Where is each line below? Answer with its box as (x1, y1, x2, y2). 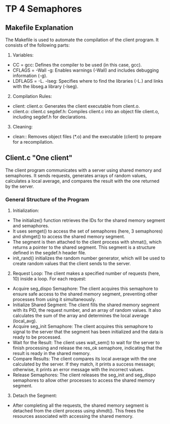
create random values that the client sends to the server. (12, 260, 131, 267)
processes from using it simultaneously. (12, 297, 96, 303)
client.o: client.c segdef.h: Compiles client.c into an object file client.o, (12, 109, 159, 114)
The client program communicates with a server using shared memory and (5, 167, 161, 173)
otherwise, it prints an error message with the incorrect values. (12, 367, 145, 373)
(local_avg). (12, 318, 37, 324)
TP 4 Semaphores (5, 3, 82, 15)
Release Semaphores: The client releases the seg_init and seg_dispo (12, 372, 156, 378)
